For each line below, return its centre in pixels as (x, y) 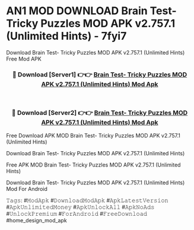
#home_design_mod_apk (36, 220)
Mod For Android (27, 189)
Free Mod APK (24, 59)
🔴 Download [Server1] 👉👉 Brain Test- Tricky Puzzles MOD (100, 74)
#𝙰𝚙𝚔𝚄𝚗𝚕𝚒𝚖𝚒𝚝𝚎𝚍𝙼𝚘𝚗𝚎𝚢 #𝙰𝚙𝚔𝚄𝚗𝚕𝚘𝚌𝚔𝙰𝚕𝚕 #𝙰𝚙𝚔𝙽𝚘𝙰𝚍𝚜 (80, 207)
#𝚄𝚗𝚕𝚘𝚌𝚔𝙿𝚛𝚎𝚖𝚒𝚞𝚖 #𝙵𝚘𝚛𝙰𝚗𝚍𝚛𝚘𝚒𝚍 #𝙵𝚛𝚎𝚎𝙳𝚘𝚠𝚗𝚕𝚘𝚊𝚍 (77, 213)
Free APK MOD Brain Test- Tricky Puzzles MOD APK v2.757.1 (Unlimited (93, 165)
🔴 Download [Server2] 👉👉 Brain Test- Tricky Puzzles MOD (100, 113)
